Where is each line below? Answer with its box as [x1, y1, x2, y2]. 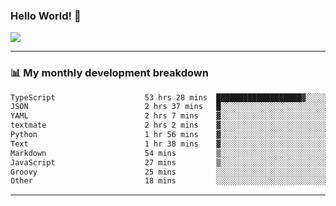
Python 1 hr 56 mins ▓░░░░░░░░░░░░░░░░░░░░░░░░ [10, 130, 329, 140]
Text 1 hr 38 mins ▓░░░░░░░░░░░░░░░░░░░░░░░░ [10, 139, 329, 149]
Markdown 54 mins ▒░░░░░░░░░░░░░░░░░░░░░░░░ [10, 148, 329, 158]
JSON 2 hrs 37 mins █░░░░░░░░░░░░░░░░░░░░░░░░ [10, 102, 329, 112]
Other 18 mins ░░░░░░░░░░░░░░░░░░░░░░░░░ [10, 176, 329, 186]
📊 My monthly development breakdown [10, 66, 209, 80]
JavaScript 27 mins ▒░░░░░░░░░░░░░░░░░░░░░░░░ [10, 157, 329, 168]
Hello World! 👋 [10, 9, 82, 23]
